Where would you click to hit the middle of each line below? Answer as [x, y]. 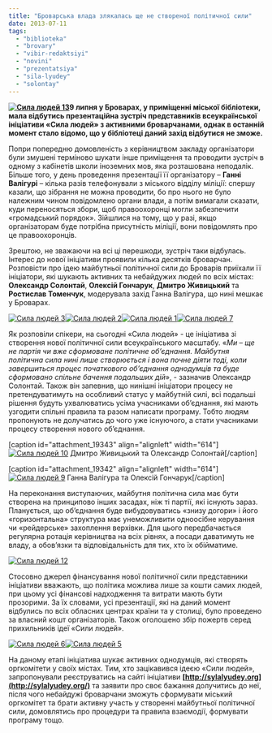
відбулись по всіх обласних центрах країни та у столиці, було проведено [135, 610]
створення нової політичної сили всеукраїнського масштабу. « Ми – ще [132, 343]
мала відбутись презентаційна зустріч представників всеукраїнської [133, 115]
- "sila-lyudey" [43, 76]
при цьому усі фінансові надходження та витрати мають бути [116, 593]
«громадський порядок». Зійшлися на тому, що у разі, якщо [112, 218]
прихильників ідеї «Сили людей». [66, 628]
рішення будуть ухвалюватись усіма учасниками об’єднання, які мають [134, 403]
